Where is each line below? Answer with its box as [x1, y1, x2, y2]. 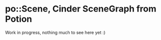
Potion [5, 13, 32, 25]
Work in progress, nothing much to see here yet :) [5, 29, 106, 35]
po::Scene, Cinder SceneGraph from [5, 3, 157, 14]
